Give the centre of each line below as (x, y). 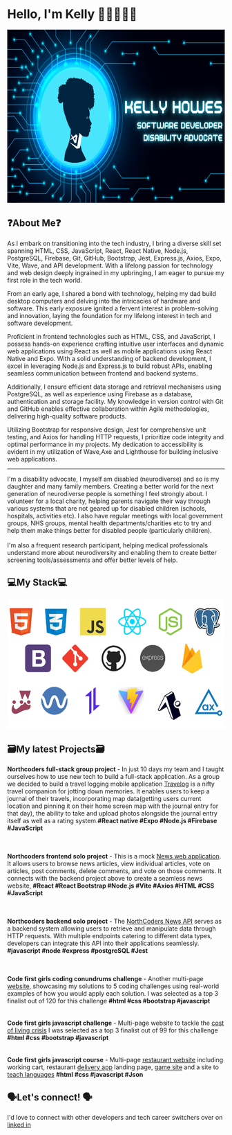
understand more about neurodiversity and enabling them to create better (112, 552)
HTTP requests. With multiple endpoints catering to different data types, (110, 936)
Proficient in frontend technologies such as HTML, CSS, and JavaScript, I (111, 336)
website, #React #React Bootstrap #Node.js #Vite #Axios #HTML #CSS (111, 886)
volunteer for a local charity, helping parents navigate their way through (109, 501)
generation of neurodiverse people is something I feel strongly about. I (107, 493)
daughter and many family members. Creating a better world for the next (110, 486)
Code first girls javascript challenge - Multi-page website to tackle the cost (116, 1023)
